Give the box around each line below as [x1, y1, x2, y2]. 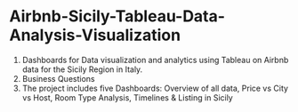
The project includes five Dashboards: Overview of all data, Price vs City [21, 83, 289, 93]
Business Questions [21, 73, 95, 84]
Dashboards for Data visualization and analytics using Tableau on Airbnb [21, 54, 289, 65]
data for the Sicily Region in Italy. [21, 64, 143, 75]
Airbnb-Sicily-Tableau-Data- [9, 6, 225, 27]
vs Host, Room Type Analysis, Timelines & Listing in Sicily [21, 92, 233, 103]
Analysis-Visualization [9, 25, 181, 45]
